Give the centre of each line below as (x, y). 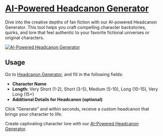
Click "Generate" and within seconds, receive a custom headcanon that (77, 109)
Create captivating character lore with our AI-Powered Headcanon (72, 123)
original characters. (25, 38)
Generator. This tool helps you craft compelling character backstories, (76, 27)
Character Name (29, 84)
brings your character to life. (34, 114)
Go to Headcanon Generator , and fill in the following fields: (64, 74)
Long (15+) (23, 94)
